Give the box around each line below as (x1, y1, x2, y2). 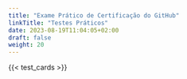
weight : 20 (8, 41, 45, 49)
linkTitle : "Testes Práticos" (8, 19, 109, 27)
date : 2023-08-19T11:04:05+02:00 (8, 26, 119, 34)
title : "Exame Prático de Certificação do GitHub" (8, 11, 180, 20)
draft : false (8, 33, 52, 42)
